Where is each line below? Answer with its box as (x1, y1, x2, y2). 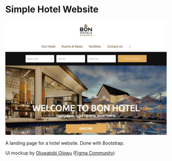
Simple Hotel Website (5, 4, 99, 15)
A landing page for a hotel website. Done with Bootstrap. (5, 140, 124, 146)
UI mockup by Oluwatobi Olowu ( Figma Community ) (5, 150, 115, 156)
